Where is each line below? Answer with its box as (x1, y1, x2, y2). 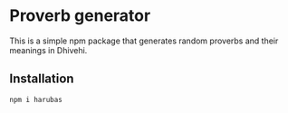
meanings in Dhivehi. (9, 44, 88, 55)
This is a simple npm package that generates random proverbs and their (9, 35, 279, 46)
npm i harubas (9, 95, 63, 104)
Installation (9, 71, 74, 87)
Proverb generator (9, 5, 151, 26)
